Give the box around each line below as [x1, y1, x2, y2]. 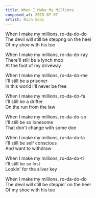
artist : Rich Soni [5, 17, 44, 22]
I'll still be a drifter [5, 98, 43, 105]
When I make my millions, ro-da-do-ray [5, 52, 88, 58]
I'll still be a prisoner [5, 78, 48, 84]
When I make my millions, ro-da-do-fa [5, 93, 86, 100]
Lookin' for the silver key [5, 166, 57, 172]
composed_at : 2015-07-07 [5, 12, 58, 17]
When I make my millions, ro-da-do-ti [5, 155, 84, 161]
